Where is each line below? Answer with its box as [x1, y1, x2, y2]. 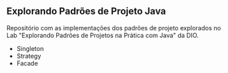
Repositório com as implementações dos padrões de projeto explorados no [6, 23, 221, 32]
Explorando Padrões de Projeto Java [6, 6, 166, 17]
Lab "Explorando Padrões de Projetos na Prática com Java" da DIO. [6, 31, 199, 39]
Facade [16, 59, 39, 67]
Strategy [16, 52, 42, 60]
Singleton [16, 44, 44, 52]
